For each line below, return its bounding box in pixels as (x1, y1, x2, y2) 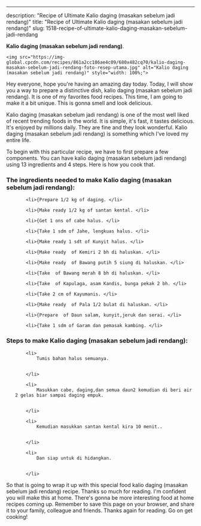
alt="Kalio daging (142, 65, 188, 71)
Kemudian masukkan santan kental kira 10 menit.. (36, 424, 163, 430)
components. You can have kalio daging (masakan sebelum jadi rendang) (6, 155, 187, 162)
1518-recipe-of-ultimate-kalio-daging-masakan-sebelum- (45, 25, 188, 32)
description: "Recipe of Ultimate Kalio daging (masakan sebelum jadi (6, 12, 175, 19)
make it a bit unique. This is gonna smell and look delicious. (6, 99, 153, 107)
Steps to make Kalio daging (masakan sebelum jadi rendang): (6, 337, 188, 345)
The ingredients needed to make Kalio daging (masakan (6, 176, 172, 184)
